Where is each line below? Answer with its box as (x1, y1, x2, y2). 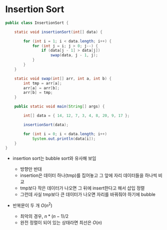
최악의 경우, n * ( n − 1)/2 (20, 213, 69, 219)
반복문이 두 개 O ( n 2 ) (12, 202, 53, 208)
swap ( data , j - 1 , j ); (50, 53, 98, 58)
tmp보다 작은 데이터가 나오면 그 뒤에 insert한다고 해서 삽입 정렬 (20, 185, 145, 191)
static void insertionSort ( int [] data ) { (14, 29, 102, 34)
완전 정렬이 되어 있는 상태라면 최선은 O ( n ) (20, 219, 102, 225)
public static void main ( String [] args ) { (14, 104, 105, 109)
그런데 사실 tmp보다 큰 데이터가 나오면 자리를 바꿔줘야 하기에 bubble (20, 191, 155, 198)
